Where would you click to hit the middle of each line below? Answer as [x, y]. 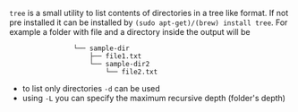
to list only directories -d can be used [91, 88]
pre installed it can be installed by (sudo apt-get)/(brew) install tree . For [149, 22]
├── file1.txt [115, 56]
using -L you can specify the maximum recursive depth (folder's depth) [154, 98]
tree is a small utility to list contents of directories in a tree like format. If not [149, 13]
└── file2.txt [132, 72]
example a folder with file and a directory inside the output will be [130, 32]
